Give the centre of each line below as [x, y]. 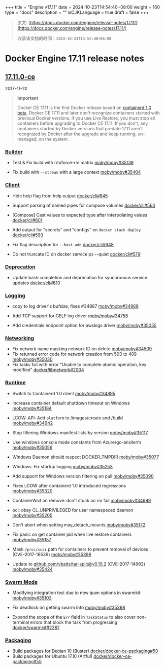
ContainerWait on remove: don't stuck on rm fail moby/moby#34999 [82, 500]
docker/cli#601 [27, 220]
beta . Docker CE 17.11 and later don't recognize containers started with [88, 113]
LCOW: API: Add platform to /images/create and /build [67, 418]
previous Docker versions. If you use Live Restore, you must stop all [86, 118]
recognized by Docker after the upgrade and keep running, [77, 134]
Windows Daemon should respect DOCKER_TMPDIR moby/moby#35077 [85, 457]
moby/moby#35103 [32, 598]
